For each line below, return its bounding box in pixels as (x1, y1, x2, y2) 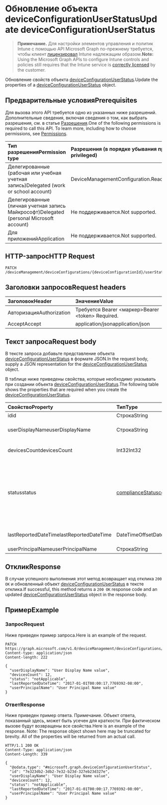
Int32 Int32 (116, 447, 142, 454)
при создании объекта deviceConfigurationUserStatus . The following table (5, 381, 159, 388)
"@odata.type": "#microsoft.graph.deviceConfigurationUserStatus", (9, 765, 153, 770)
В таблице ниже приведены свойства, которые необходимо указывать (5, 376, 156, 382)
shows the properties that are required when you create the (5, 387, 127, 393)
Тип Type (116, 403, 138, 410)
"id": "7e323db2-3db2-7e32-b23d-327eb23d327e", (9, 769, 110, 774)
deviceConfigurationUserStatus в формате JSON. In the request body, (5, 356, 149, 362)
